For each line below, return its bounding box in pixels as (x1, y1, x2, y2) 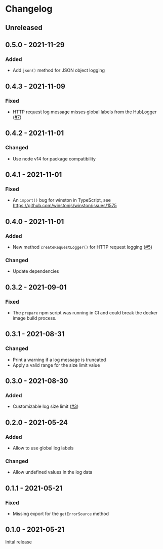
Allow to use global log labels (12, 445, 74, 451)
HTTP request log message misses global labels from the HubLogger (12, 109, 157, 115)
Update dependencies (12, 268, 59, 274)
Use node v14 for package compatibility (12, 155, 96, 162)
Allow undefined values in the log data (12, 469, 93, 475)
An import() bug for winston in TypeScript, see (12, 197, 111, 203)
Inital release (5, 539, 32, 545)
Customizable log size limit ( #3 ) (12, 403, 79, 409)
